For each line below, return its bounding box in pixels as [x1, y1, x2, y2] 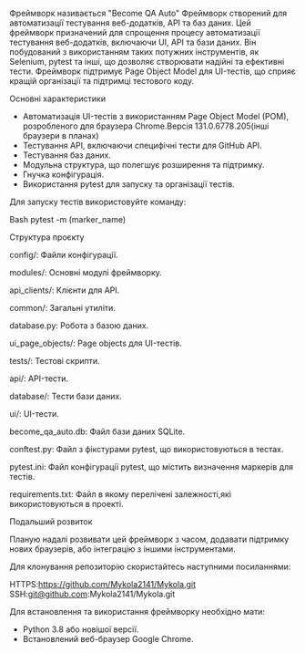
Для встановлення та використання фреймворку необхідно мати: [9, 606, 266, 617]
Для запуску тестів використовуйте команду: [9, 196, 187, 207]
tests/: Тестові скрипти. [9, 356, 100, 366]
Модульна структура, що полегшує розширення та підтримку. [22, 160, 265, 170]
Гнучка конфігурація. [22, 169, 105, 180]
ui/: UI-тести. [9, 409, 59, 419]
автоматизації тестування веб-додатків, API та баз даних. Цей [9, 17, 252, 28]
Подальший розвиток [9, 516, 93, 527]
